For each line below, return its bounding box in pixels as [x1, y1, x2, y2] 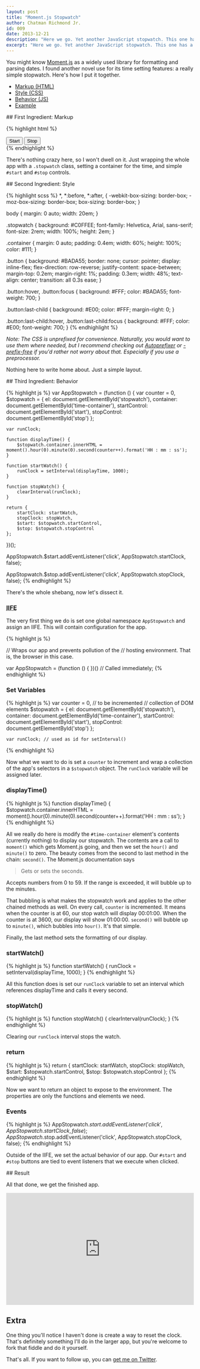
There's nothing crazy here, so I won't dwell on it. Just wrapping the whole [6, 156, 189, 163]
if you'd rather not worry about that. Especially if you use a [33, 348, 179, 355]
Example [14, 102, 37, 109]
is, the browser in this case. [6, 653, 74, 661]
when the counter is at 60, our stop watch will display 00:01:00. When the [6, 909, 186, 916]
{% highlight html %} [6, 125, 58, 132]
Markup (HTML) [14, 82, 55, 90]
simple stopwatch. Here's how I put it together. [6, 71, 121, 78]
